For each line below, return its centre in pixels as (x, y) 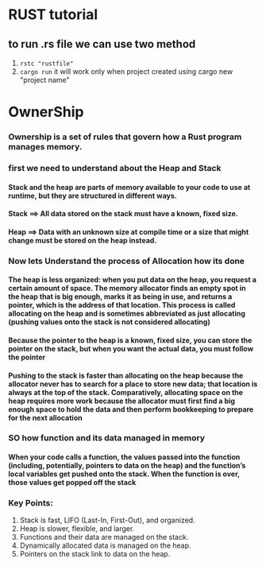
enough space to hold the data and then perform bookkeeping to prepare (131, 409)
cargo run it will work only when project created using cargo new (126, 72)
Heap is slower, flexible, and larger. (77, 529)
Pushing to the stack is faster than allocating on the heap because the (126, 375)
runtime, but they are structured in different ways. (93, 196)
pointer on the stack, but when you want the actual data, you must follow (131, 348)
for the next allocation (45, 417)
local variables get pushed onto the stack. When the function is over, (124, 474)
